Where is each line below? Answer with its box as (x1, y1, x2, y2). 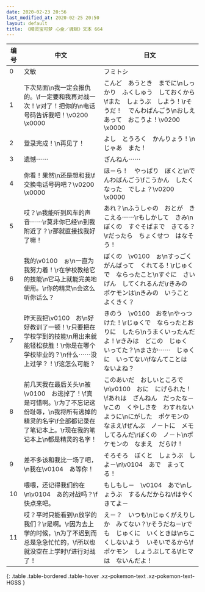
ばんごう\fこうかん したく (115, 176, 194, 184)
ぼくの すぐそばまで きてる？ (103, 222, 196, 231)
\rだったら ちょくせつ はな (103, 231, 188, 240)
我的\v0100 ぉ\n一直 (23, 257, 88, 265)
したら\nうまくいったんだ (121, 328, 195, 336)
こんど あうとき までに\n (103, 79, 183, 87)
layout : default (6, 20, 48, 26)
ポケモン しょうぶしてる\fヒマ (103, 547, 194, 556)
